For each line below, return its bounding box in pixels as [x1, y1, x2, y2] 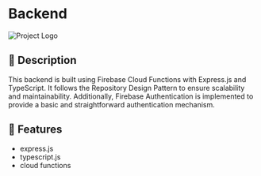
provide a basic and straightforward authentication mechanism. [8, 99, 216, 109]
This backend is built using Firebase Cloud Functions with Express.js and [8, 74, 247, 84]
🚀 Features [8, 123, 63, 137]
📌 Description [8, 54, 77, 67]
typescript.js [19, 152, 61, 162]
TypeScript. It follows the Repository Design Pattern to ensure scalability [8, 83, 245, 92]
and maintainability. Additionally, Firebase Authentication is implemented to [8, 92, 254, 101]
